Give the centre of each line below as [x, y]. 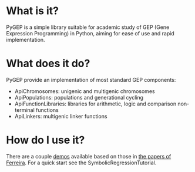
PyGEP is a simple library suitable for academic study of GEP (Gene [88, 27]
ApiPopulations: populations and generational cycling [79, 97]
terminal [25, 110]
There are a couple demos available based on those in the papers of [89, 156]
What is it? [33, 11]
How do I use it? [46, 140]
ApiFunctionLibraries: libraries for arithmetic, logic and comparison [95, 104]
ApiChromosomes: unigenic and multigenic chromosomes [85, 91]
